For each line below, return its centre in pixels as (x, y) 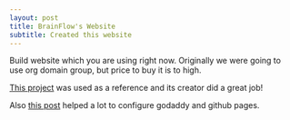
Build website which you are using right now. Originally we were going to (145, 61)
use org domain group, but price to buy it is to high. (105, 70)
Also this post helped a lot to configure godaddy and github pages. (135, 105)
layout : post (34, 18)
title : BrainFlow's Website (63, 26)
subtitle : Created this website (70, 35)
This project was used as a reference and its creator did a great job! (136, 88)
